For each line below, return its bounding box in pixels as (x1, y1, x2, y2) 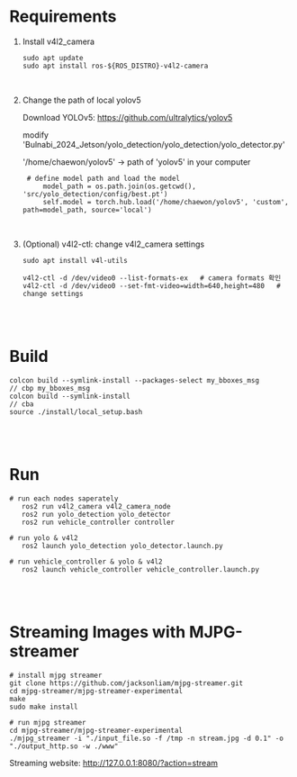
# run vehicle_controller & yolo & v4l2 (9, 556, 164, 566)
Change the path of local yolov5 (22, 95, 141, 105)
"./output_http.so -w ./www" (9, 741, 119, 751)
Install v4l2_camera (22, 36, 95, 47)
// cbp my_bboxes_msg (9, 384, 91, 393)
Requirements (9, 6, 117, 27)
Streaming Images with (9, 622, 186, 642)
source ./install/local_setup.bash (9, 407, 143, 416)
